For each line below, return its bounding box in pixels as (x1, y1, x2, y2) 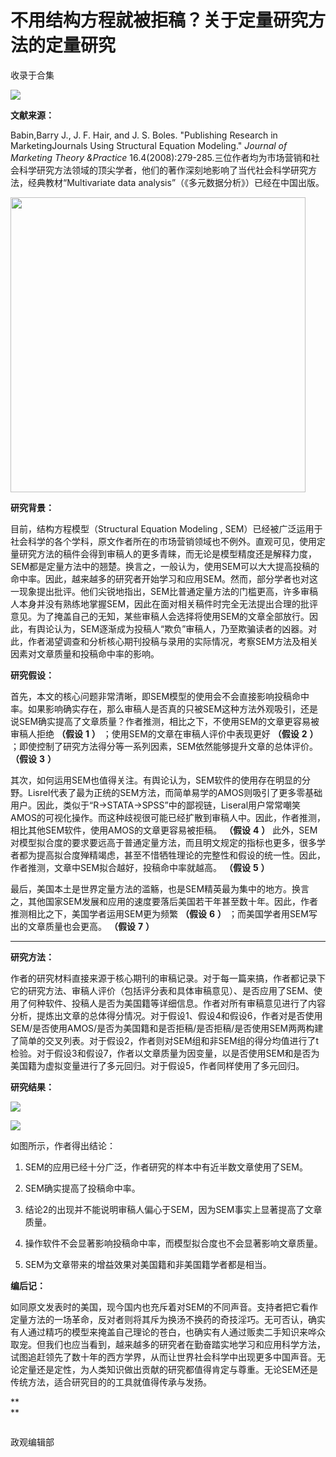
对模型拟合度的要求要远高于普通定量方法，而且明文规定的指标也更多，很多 (10, 836, 317, 848)
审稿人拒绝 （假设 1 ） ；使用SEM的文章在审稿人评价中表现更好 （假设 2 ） (10, 727, 319, 740)
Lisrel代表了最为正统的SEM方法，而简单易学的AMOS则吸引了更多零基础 (27, 786, 323, 798)
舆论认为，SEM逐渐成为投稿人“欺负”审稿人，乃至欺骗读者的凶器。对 (36, 622, 318, 635)
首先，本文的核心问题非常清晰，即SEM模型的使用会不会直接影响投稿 (10, 690, 293, 702)
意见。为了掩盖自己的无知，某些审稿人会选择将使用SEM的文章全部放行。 (10, 610, 310, 622)
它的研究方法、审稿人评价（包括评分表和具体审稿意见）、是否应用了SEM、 (10, 984, 315, 996)
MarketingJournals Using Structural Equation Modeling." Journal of (10, 139, 288, 151)
